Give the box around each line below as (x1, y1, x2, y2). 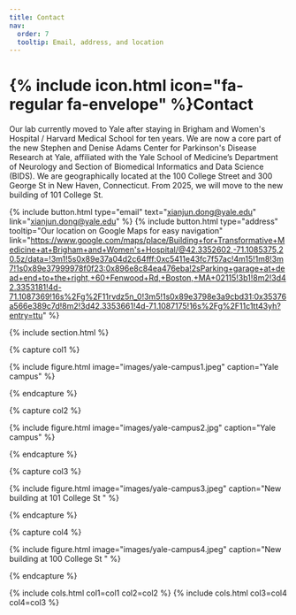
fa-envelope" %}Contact (66, 95, 254, 115)
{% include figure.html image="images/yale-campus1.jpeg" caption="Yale (9, 362, 279, 373)
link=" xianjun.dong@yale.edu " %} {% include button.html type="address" (9, 216, 278, 227)
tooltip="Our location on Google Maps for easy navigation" (9, 226, 224, 236)
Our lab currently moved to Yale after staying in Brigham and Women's (9, 124, 266, 135)
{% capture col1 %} (9, 344, 80, 355)
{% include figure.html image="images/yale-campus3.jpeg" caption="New (9, 483, 282, 494)
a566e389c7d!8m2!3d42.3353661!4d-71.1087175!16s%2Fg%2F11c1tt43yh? (9, 301, 281, 311)
